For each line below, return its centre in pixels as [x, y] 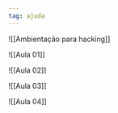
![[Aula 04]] [27, 101]
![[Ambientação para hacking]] [59, 39]
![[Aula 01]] [27, 54]
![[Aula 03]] [27, 86]
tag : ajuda [27, 16]
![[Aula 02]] [27, 70]
